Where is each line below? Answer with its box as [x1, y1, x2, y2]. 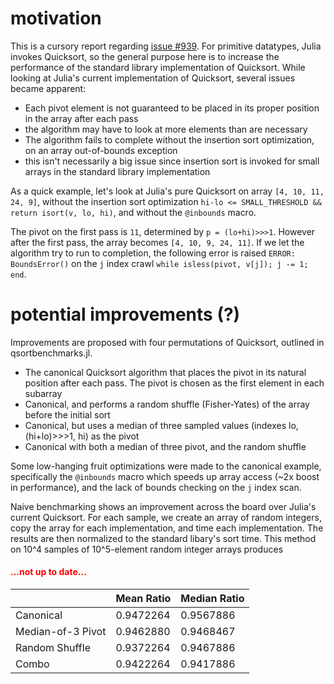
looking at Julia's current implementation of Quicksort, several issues [10, 72, 296, 84]
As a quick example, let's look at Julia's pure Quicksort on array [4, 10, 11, [10, 185, 325, 197]
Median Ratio [180, 592, 245, 606]
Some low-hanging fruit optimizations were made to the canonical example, [10, 460, 322, 472]
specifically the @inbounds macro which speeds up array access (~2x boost [10, 470, 320, 482]
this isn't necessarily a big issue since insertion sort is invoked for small [24, 155, 320, 167]
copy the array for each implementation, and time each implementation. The [10, 522, 324, 534]
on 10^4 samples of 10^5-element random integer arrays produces [10, 543, 284, 555]
